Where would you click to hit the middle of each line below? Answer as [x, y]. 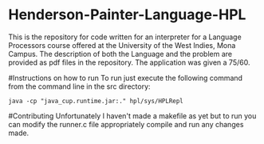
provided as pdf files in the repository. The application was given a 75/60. [129, 62]
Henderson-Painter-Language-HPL [127, 15]
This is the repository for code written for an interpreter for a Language [125, 37]
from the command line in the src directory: [79, 86]
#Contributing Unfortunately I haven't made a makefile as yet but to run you [132, 116]
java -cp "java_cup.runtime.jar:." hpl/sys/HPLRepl [96, 101]
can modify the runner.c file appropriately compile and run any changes [126, 124]
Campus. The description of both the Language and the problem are [120, 54]
